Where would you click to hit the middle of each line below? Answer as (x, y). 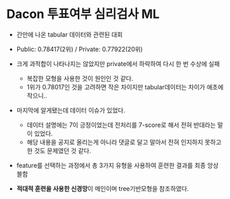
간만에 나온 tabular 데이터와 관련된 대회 (70, 34)
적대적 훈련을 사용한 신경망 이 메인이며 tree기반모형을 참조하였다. (103, 188)
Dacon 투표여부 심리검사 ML (83, 14)
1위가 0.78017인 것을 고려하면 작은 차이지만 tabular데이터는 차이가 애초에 (125, 87)
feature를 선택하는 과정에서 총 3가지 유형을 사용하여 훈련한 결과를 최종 (111, 165)
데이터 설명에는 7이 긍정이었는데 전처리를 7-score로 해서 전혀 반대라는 (121, 125)
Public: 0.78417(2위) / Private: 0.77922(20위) (80, 49)
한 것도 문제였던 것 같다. (59, 150)
